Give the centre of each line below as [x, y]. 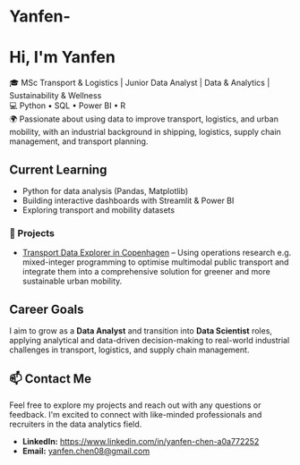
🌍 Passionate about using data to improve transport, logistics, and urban [144, 119]
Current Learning [58, 169]
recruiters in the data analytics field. [76, 424]
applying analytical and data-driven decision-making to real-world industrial [150, 341]
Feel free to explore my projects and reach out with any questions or [135, 405]
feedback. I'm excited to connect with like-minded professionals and [136, 414]
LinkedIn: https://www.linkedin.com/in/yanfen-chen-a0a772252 [141, 441]
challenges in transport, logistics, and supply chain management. [129, 350]
